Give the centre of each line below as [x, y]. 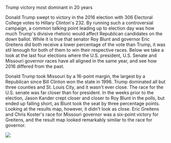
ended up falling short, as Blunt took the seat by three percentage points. [83, 104]
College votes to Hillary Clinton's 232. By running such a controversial [79, 23]
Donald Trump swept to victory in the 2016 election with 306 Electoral [79, 17]
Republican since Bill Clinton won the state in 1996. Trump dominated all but [85, 82]
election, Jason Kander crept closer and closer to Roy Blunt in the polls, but [85, 98]
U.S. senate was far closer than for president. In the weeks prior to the [80, 93]
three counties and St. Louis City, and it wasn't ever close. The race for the [84, 87]
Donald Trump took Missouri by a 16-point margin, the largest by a [75, 76]
